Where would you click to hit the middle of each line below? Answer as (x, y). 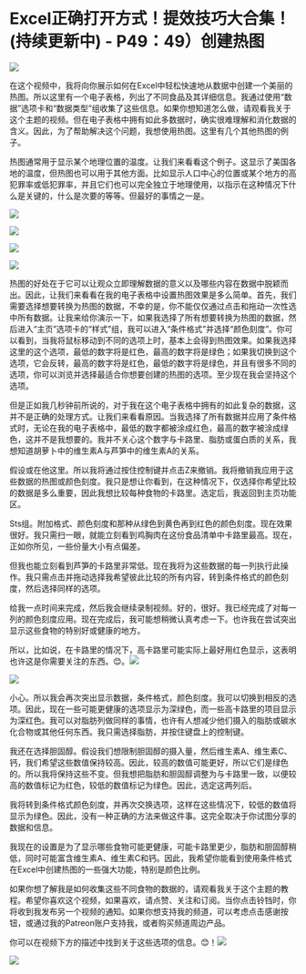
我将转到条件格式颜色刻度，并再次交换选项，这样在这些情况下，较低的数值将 (153, 804)
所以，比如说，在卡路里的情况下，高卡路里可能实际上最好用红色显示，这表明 (153, 649)
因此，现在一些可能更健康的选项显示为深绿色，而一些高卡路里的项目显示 (161, 709)
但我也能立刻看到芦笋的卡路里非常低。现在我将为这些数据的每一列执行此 (145, 565)
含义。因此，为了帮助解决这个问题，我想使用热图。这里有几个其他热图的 (145, 131)
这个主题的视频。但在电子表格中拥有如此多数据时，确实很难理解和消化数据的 (153, 119)
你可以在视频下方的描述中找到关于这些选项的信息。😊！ (113, 942)
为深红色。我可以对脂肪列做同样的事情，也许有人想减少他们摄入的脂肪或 (145, 720)
